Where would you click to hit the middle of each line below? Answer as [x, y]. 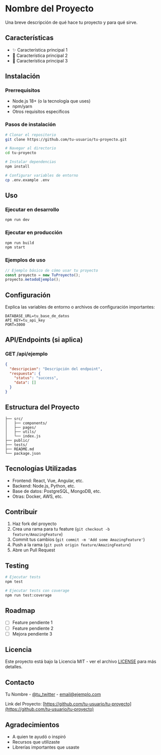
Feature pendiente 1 [32, 623]
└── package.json [23, 453]
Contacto [20, 682]
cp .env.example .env [27, 180]
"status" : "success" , [36, 378]
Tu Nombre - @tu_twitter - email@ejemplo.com [53, 695]
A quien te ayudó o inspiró [39, 737]
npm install [17, 166]
